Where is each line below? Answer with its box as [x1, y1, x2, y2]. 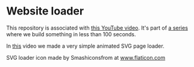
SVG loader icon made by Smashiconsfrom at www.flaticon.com [6, 54, 166, 61]
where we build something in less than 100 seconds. [6, 30, 137, 37]
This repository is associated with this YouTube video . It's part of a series [6, 24, 189, 31]
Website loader [6, 4, 84, 18]
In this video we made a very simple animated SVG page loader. [6, 42, 164, 49]
